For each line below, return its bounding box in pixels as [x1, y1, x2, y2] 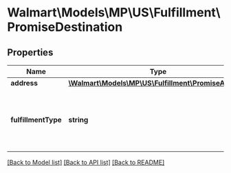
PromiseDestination [7, 19, 123, 35]
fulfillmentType [10, 115, 62, 124]
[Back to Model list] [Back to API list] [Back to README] [7, 159, 165, 166]
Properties [7, 46, 54, 58]
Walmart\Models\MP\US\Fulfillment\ [7, 5, 221, 21]
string [68, 115, 89, 124]
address [10, 79, 38, 88]
